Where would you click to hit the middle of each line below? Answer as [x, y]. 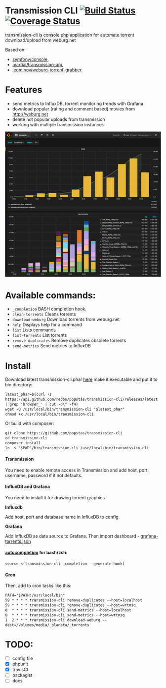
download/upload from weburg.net [41, 40]
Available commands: [50, 295]
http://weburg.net [30, 114]
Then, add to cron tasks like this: [38, 586]
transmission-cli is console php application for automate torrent [70, 35]
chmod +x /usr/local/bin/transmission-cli [49, 414]
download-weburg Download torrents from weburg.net [66, 319]
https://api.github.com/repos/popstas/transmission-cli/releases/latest [82, 399]
